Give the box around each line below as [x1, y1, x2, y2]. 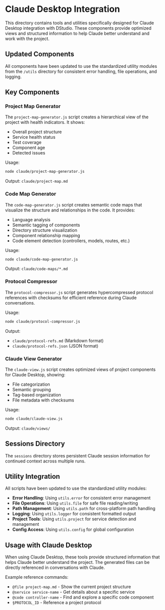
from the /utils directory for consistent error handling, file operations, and [5, 68, 157, 74]
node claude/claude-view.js [5, 416, 63, 421]
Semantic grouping [12, 386, 51, 392]
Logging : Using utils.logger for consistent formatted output [12, 511, 136, 517]
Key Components [5, 88, 60, 97]
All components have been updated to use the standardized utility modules [5, 63, 158, 69]
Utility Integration [5, 472, 60, 481]
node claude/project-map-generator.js [5, 169, 85, 174]
